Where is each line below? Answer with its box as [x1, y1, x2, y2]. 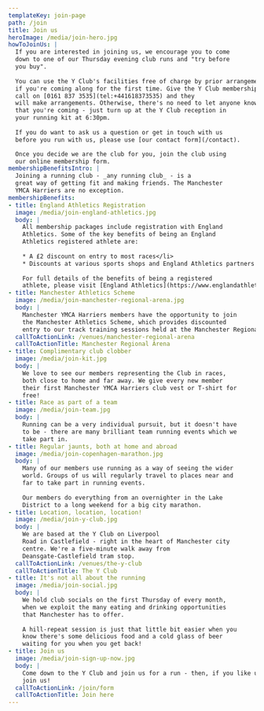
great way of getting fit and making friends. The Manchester [15, 179, 223, 187]
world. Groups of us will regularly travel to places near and [22, 472, 234, 480]
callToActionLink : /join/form [15, 683, 114, 692]
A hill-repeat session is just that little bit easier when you [22, 625, 237, 633]
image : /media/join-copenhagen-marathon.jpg [15, 450, 163, 458]
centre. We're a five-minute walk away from [22, 544, 170, 553]
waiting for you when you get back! [22, 640, 143, 648]
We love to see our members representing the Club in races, [22, 369, 226, 378]
